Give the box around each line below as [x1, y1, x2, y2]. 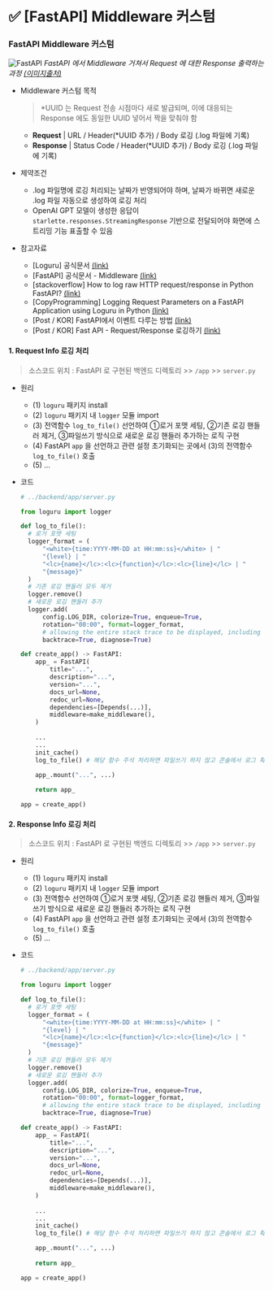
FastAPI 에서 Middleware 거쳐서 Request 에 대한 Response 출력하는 [44, 59, 264, 68]
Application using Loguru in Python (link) [32, 306, 169, 315]
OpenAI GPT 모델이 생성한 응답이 [32, 206, 140, 215]
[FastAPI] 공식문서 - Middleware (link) [32, 271, 157, 280]
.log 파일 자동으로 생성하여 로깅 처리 [32, 196, 148, 206]
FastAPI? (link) [32, 289, 81, 298]
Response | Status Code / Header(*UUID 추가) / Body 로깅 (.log [32, 141, 244, 150]
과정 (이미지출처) [8, 68, 63, 78]
